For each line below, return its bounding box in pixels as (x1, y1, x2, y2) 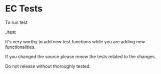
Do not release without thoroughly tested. (5, 63, 91, 69)
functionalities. (5, 44, 36, 50)
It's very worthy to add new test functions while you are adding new (5, 38, 145, 45)
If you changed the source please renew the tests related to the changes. (5, 53, 156, 60)
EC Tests (5, 3, 42, 14)
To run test (5, 19, 27, 25)
